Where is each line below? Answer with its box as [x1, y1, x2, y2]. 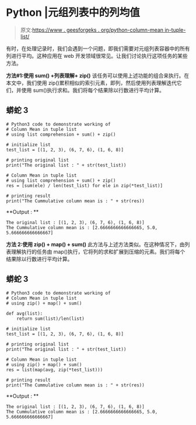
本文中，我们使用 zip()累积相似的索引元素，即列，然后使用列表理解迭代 [6, 79, 177, 86]
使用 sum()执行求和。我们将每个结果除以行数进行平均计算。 [21, 87, 165, 94]
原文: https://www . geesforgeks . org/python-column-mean [20, 26, 164, 33]
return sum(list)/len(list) [16, 316, 85, 322]
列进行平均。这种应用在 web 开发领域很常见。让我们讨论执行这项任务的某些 [6, 52, 188, 59]
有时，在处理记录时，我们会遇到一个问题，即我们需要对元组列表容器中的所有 [6, 45, 190, 52]
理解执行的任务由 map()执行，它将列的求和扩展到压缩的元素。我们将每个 [10, 248, 185, 255]
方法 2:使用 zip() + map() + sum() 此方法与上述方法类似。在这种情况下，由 [6, 241, 185, 248]
